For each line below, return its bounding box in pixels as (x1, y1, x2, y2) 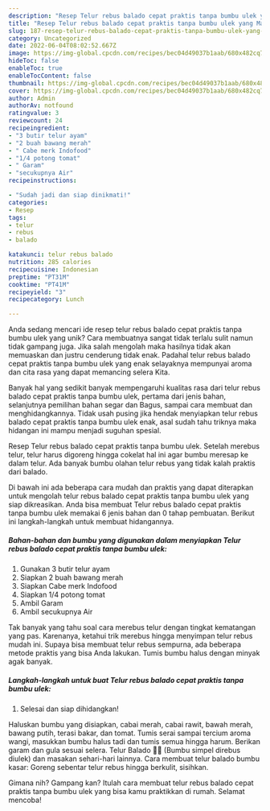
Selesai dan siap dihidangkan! (19, 704, 119, 714)
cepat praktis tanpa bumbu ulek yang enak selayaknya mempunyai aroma (8, 359, 252, 369)
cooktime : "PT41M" (8, 280, 70, 288)
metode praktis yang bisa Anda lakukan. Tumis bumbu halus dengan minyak (8, 648, 260, 658)
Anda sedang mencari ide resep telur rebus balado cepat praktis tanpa (8, 325, 243, 334)
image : (8, 49, 31, 57)
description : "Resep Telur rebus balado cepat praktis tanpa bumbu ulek (8, 11, 257, 20)
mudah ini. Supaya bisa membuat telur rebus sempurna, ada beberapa (8, 639, 242, 649)
